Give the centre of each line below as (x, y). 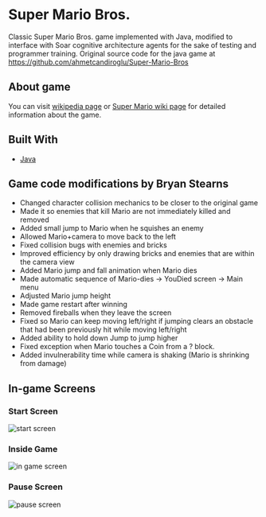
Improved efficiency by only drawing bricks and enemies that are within (137, 254)
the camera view (47, 262)
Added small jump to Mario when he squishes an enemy (112, 228)
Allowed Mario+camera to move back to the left (98, 237)
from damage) (43, 363)
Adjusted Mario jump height (65, 296)
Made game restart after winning (73, 305)
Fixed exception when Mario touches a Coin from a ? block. (117, 347)
